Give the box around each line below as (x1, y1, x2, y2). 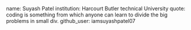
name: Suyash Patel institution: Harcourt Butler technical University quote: (6, 5, 186, 12)
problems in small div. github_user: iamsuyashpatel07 (6, 18, 136, 24)
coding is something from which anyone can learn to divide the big (6, 11, 168, 18)
